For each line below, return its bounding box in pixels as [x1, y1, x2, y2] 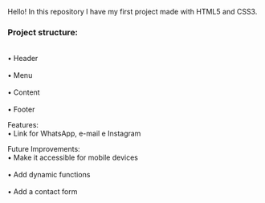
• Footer [7, 104, 35, 115]
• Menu [7, 71, 33, 80]
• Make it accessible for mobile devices [7, 152, 138, 163]
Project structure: [7, 26, 78, 38]
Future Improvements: [7, 144, 81, 154]
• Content [7, 87, 41, 97]
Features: [7, 120, 39, 130]
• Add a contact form [7, 187, 78, 197]
